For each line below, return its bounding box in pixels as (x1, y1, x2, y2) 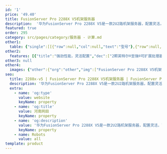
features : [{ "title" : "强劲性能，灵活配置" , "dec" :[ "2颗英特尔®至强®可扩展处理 (9, 53, 160, 59)
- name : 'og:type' (14, 90, 52, 95)
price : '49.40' (5, 12, 37, 17)
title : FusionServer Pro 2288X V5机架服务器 (5, 16, 95, 21)
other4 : (5, 63, 21, 68)
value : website (18, 95, 50, 100)
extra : (9, 85, 23, 91)
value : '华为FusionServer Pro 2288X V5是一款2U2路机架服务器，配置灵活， (18, 123, 162, 128)
